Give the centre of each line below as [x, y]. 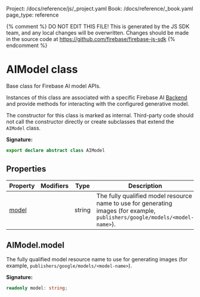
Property [22, 186]
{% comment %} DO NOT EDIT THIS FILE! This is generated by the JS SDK [98, 26]
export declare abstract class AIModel [56, 150]
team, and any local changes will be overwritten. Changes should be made [98, 33]
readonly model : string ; [37, 288]
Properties [26, 169]
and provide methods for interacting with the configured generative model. [98, 104]
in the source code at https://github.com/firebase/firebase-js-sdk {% [91, 39]
